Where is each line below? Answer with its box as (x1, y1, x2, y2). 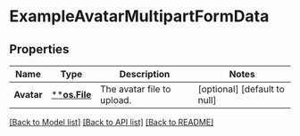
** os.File (51, 89, 92, 100)
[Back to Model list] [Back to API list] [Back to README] (9, 117, 214, 127)
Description (119, 68, 171, 80)
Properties (9, 42, 70, 57)
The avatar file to (99, 83, 171, 95)
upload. (99, 94, 132, 106)
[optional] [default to (197, 83, 285, 95)
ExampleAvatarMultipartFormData (9, 6, 270, 27)
